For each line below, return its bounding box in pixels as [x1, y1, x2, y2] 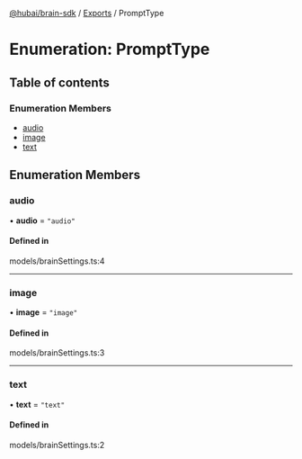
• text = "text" [9, 399, 66, 409]
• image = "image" [9, 307, 78, 318]
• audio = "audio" [9, 215, 76, 226]
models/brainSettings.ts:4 [9, 256, 105, 266]
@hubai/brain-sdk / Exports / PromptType [9, 8, 164, 18]
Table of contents [9, 75, 110, 90]
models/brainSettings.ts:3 [9, 347, 105, 358]
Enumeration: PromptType [9, 40, 210, 59]
